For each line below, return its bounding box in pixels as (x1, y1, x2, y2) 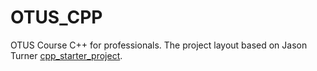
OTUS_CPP (10, 6, 103, 29)
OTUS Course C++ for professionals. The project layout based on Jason (10, 39, 308, 51)
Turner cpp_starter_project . (10, 49, 123, 61)
